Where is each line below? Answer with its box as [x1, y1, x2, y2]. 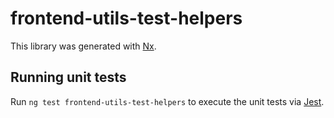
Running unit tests [10, 69, 127, 86]
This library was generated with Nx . [10, 40, 157, 52]
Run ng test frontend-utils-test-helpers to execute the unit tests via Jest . [10, 95, 325, 107]
